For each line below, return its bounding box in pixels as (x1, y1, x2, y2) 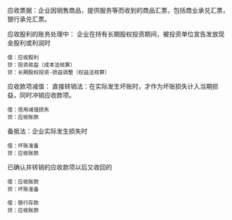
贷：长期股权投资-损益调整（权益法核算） (7, 69, 110, 76)
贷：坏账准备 (7, 186, 39, 193)
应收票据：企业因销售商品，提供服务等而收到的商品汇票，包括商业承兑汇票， (7, 6, 229, 14)
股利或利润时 (13, 39, 51, 47)
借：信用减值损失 (7, 106, 50, 113)
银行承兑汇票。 (7, 15, 51, 23)
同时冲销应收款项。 (19, 91, 75, 99)
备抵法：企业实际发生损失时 (7, 127, 88, 135)
